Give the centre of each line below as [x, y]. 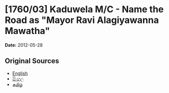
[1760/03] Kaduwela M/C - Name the [84, 9]
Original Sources [32, 61]
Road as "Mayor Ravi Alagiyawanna [82, 20]
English [20, 73]
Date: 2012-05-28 [24, 45]
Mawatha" [28, 31]
